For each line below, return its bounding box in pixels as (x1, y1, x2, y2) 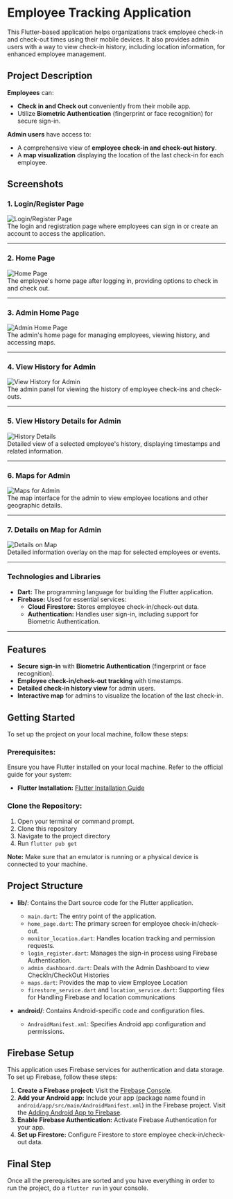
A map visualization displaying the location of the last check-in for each (17, 150, 224, 159)
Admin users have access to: (7, 130, 92, 138)
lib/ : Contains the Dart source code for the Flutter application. (17, 898, 194, 906)
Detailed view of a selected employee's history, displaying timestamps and (7, 439, 221, 448)
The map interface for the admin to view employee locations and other (7, 494, 209, 502)
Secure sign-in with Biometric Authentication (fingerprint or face (17, 662, 207, 671)
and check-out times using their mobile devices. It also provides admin (7, 35, 209, 43)
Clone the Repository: (7, 801, 83, 811)
